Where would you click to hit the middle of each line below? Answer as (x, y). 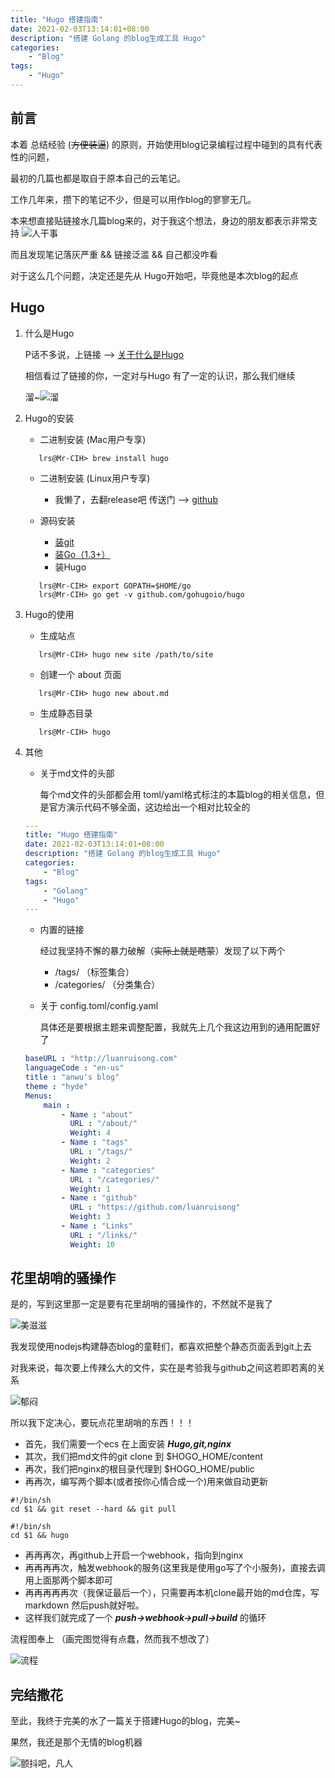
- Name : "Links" (97, 1226)
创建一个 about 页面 (80, 674)
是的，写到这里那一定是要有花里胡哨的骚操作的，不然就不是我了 (141, 1304)
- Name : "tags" (95, 1142)
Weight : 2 (90, 1161)
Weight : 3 (90, 1217)
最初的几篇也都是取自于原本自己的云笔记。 (98, 178)
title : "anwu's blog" (72, 1077)
